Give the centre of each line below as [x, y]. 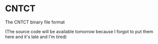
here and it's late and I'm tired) [36, 37]
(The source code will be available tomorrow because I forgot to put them [79, 31]
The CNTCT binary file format [35, 22]
